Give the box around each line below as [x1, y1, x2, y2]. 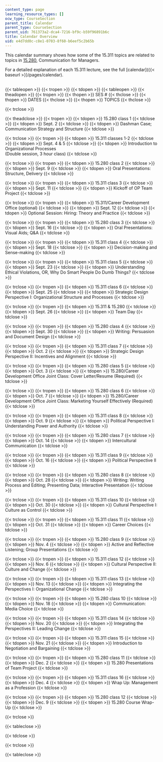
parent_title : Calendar [5, 20, 53, 26]
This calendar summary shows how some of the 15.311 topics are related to [5, 52, 155, 58]
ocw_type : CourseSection [5, 16, 55, 21]
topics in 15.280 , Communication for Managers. [5, 57, 100, 63]
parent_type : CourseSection [5, 25, 62, 30]
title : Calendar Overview [5, 35, 57, 39]
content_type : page [5, 7, 45, 12]
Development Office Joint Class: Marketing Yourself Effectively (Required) [5, 398, 153, 404]
